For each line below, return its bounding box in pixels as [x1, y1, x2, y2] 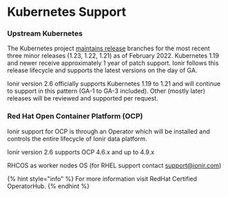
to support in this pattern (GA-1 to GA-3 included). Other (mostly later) [7, 87, 205, 95]
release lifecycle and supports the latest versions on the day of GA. [7, 66, 198, 74]
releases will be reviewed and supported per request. [7, 94, 158, 103]
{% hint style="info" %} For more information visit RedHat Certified [7, 174, 198, 183]
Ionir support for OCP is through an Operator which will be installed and [7, 127, 210, 135]
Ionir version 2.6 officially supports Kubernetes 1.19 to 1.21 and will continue [7, 80, 221, 88]
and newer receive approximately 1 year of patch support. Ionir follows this [7, 59, 219, 68]
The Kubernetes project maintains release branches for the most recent [7, 44, 210, 52]
